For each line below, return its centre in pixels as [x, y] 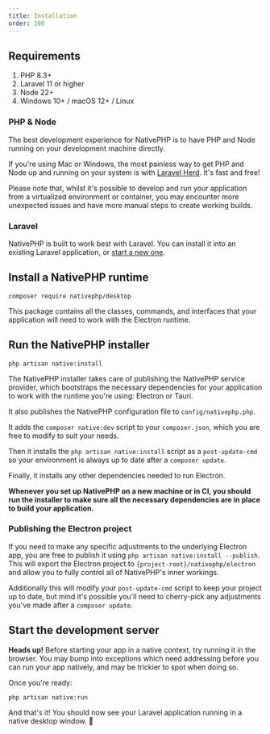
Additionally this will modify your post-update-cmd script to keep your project [135, 588]
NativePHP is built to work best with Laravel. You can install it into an [122, 244]
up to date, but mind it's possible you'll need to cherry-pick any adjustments [135, 596]
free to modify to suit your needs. [64, 436]
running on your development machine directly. [87, 148]
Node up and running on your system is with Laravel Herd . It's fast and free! [134, 172]
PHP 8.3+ [36, 75]
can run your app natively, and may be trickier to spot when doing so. [124, 667]
